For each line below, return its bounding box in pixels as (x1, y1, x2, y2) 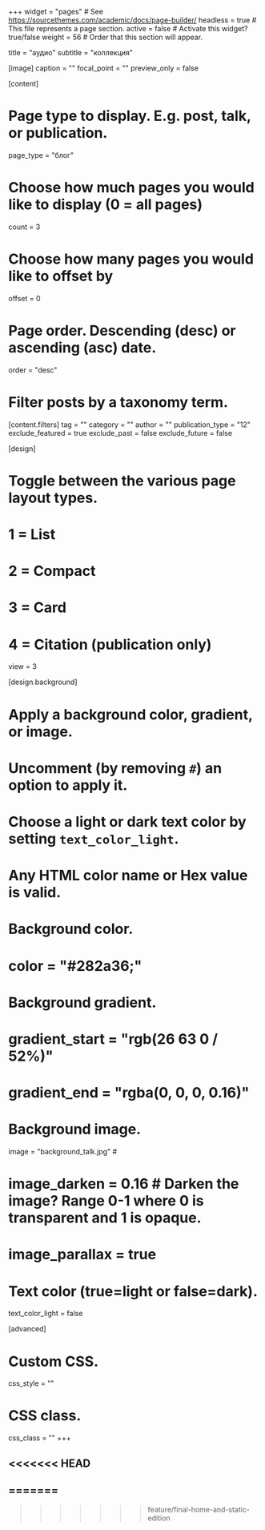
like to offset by (8, 268, 114, 285)
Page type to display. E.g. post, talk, (8, 107, 251, 125)
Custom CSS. (8, 1352, 98, 1371)
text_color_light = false (8, 1309, 83, 1319)
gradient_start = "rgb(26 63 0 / (8, 1029, 219, 1048)
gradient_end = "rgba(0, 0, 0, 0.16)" (8, 1084, 250, 1102)
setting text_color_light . (8, 829, 179, 848)
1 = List (8, 525, 56, 544)
